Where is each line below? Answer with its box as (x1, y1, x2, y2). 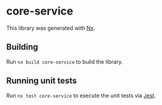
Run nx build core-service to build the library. (6, 58, 123, 65)
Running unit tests (6, 76, 77, 86)
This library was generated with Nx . (6, 24, 95, 32)
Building (6, 42, 38, 52)
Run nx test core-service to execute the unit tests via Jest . (6, 92, 156, 99)
